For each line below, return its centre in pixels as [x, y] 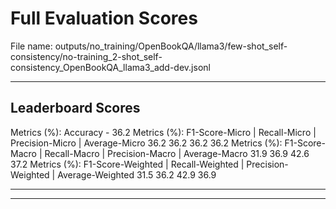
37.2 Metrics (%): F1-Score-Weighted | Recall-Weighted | [127, 164]
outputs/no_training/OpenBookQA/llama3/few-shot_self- [171, 46]
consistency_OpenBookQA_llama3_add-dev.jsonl [110, 67]
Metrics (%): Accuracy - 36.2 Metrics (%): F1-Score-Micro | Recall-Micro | [163, 132]
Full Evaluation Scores [104, 18]
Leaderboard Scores [75, 108]
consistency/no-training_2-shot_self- [86, 56]
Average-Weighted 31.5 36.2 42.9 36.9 [137, 174]
